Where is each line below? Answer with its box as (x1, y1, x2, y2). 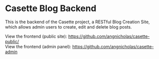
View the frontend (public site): (5, 33, 67, 39)
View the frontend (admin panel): (5, 44, 72, 49)
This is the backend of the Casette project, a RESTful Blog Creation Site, (5, 19, 150, 25)
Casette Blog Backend (5, 3, 97, 14)
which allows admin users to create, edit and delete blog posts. (5, 24, 132, 29)
